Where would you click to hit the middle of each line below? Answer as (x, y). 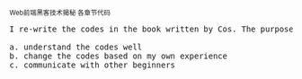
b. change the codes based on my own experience (118, 56)
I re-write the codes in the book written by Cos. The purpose (151, 29)
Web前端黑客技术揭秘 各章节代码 (60, 13)
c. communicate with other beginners (93, 65)
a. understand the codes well (76, 47)
